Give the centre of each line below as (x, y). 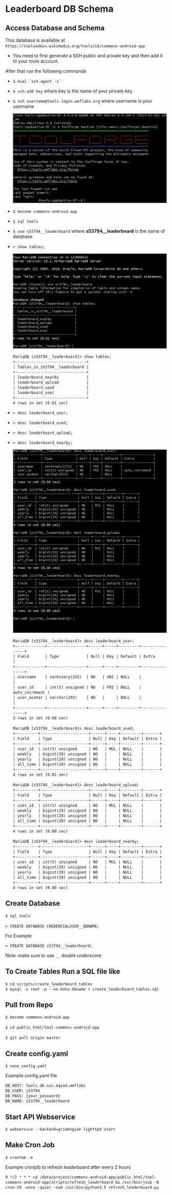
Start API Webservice (40, 1117)
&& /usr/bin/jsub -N (137, 1182)
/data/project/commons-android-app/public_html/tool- (98, 1177)
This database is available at (35, 40)
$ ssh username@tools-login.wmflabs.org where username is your (82, 101)
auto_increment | (31, 692)
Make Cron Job (30, 1145)
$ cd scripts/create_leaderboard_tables (49, 984)
